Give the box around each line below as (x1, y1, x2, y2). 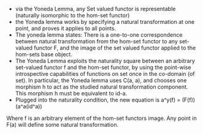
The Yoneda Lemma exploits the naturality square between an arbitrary (15, 58, 195, 64)
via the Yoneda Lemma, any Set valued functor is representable (15, 6, 176, 12)
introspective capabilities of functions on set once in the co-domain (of (15, 70, 195, 77)
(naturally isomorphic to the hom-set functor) (15, 12, 130, 19)
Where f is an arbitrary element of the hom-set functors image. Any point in (6, 114, 197, 122)
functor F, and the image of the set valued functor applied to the (33, 44, 196, 51)
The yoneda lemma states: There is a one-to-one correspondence (15, 31, 183, 39)
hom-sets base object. (15, 51, 72, 58)
